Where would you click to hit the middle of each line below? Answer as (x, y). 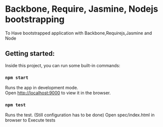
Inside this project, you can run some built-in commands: (63, 65)
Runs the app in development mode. (42, 88)
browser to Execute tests (30, 120)
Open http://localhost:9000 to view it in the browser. (58, 93)
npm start (17, 77)
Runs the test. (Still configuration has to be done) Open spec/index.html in (80, 115)
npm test (15, 105)
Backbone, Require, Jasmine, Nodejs (82, 9)
